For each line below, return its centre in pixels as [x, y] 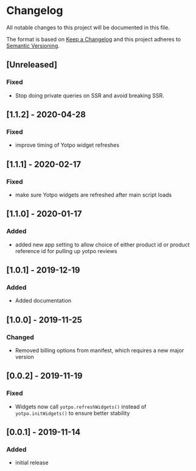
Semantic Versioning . [33, 46]
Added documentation [43, 301]
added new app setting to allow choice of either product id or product [102, 245]
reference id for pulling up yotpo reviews [66, 251]
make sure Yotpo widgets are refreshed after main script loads [93, 195]
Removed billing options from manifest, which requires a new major [100, 351]
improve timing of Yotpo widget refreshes [67, 145]
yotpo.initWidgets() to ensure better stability [72, 413]
